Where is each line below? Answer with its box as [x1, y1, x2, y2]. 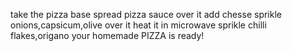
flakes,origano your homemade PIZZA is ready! [10, 30, 205, 41]
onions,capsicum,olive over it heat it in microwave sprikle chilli [10, 19, 267, 31]
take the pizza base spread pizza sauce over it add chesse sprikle [10, 9, 282, 20]
